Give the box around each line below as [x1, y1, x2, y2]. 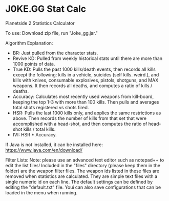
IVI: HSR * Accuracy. [12, 131, 57, 137]
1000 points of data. [12, 61, 55, 67]
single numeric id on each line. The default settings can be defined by [5, 178, 153, 185]
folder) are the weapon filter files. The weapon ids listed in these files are [5, 168, 160, 174]
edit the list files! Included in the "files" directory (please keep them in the [5, 162, 160, 168]
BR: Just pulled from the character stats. [12, 50, 98, 56]
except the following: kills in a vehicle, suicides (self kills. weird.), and [12, 71, 159, 77]
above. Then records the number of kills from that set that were [12, 115, 147, 121]
